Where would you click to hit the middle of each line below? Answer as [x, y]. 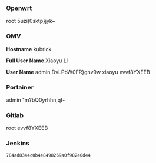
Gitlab [15, 115]
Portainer [20, 87]
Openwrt [19, 8]
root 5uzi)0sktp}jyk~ [31, 21]
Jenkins [18, 144]
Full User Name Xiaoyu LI [37, 61]
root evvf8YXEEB [27, 128]
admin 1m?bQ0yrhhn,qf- [36, 100]
